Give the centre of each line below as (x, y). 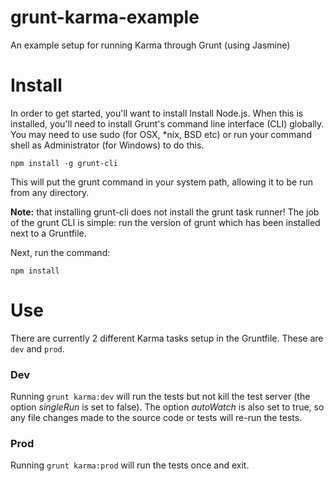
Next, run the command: (60, 252)
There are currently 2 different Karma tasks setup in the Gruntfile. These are (167, 338)
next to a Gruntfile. (48, 233)
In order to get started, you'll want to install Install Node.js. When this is (157, 113)
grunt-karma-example (105, 17)
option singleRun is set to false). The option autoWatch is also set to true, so (167, 407)
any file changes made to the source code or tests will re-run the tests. (156, 418)
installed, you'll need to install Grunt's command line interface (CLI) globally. (167, 123)
